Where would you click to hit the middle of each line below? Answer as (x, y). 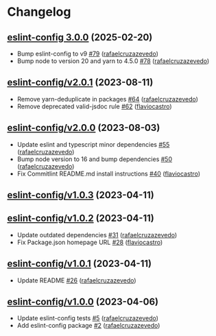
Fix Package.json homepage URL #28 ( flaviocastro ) (90, 242)
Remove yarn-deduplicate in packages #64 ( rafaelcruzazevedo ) (108, 99)
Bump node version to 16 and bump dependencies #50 (95, 159)
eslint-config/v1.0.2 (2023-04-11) (81, 218)
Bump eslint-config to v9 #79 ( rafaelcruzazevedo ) (88, 53)
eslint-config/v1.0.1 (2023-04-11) (80, 264)
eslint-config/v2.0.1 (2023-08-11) (80, 83)
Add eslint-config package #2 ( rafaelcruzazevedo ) (88, 326)
